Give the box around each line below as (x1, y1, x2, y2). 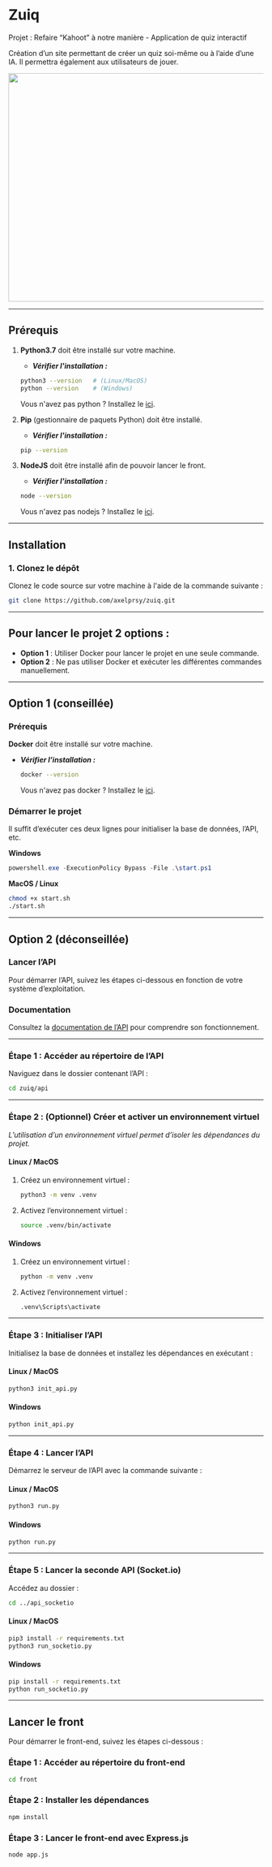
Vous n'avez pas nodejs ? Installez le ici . (19, 507, 155, 516)
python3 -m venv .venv (19, 1191, 97, 1199)
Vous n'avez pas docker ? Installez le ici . (19, 785, 155, 795)
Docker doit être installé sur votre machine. (8, 739, 153, 749)
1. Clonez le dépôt (8, 562, 79, 573)
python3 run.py (8, 1502, 60, 1510)
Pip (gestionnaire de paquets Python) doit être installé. (19, 414, 202, 424)
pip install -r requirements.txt (8, 1677, 121, 1686)
